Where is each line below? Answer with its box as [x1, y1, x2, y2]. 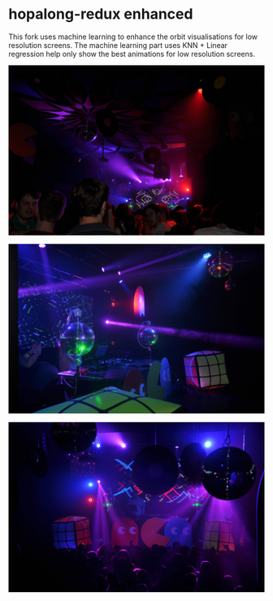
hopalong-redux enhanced [8, 5, 193, 24]
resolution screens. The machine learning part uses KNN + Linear [8, 40, 228, 50]
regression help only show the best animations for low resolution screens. [8, 49, 256, 58]
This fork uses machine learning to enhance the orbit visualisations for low [8, 32, 258, 41]
